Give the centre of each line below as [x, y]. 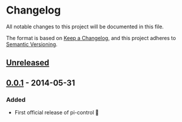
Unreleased [28, 63]
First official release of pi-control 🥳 [57, 113]
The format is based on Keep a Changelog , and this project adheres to [91, 38]
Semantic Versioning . [32, 44]
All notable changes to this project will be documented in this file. [85, 27]
